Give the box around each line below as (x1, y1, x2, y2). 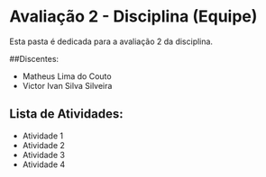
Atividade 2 (22, 139, 66, 150)
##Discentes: (9, 53, 60, 64)
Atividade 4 (22, 159, 66, 170)
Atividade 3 (22, 149, 66, 160)
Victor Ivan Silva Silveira (22, 80, 113, 91)
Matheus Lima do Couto (22, 70, 112, 82)
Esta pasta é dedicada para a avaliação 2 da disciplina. (9, 36, 214, 47)
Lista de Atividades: (9, 106, 124, 122)
